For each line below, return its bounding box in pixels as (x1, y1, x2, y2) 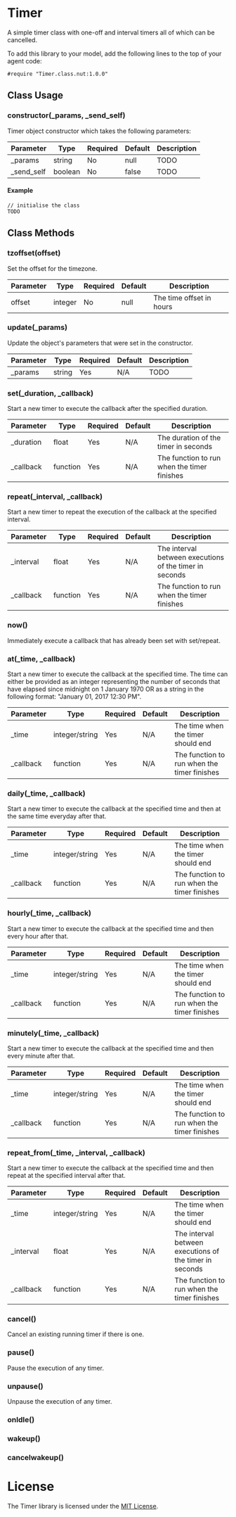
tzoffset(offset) (7, 248, 61, 258)
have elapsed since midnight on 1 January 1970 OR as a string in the (7, 685, 204, 693)
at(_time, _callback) (7, 654, 76, 664)
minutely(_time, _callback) (7, 1028, 100, 1038)
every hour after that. (7, 932, 69, 940)
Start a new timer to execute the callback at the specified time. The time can (7, 670, 228, 678)
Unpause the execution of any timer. (7, 1397, 112, 1406)
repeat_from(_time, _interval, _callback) (7, 1148, 145, 1157)
